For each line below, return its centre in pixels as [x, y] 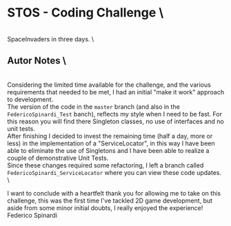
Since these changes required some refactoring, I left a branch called [106, 165]
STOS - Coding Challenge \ [86, 13]
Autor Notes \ [37, 61]
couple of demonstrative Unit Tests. [58, 158]
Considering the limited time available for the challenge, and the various [109, 85]
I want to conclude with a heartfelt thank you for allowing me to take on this [114, 193]
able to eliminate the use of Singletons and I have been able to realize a [108, 150]
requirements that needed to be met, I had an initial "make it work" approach [116, 92]
